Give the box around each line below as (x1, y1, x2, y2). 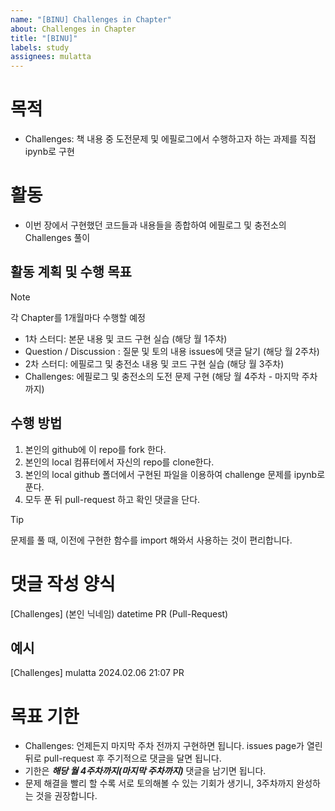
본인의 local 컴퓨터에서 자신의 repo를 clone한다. (24, 456, 215, 468)
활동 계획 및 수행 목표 (10, 264, 132, 281)
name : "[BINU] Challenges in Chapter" (10, 14, 172, 25)
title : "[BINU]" (10, 33, 78, 43)
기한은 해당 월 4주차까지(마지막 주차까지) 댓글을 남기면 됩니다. (24, 765, 267, 777)
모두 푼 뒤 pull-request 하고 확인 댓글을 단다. (24, 493, 201, 505)
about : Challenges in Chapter (10, 24, 137, 34)
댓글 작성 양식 (10, 572, 116, 595)
